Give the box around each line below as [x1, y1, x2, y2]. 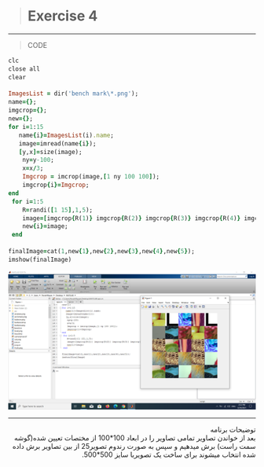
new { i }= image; [22, 222, 68, 230]
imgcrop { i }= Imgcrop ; [22, 181, 90, 189]
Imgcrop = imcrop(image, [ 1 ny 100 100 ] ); [22, 173, 159, 181]
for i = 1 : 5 [11, 197, 44, 205]
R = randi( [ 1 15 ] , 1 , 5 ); [22, 206, 93, 214]
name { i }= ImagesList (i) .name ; [18, 131, 114, 139]
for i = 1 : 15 [8, 123, 44, 131]
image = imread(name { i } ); [18, 139, 97, 148]
